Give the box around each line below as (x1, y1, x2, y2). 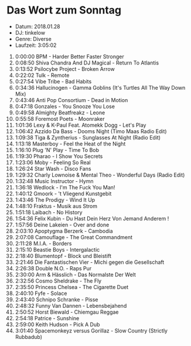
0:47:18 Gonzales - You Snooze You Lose (15, 103, 115, 110)
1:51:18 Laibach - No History (15, 209, 83, 216)
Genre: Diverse (15, 35, 52, 42)
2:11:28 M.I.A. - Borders (15, 240, 72, 247)
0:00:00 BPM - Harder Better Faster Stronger (15, 53, 125, 60)
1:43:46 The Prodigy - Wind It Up (15, 196, 95, 203)
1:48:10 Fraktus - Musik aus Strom (15, 202, 98, 209)
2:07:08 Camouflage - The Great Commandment (15, 233, 133, 240)
